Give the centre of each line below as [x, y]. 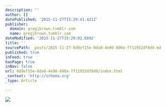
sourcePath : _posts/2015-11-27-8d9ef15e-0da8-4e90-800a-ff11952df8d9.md [83, 48]
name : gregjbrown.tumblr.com [40, 33]
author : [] [17, 15]
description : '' [22, 10]
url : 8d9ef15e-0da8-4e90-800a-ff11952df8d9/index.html [64, 72]
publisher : [17, 24]
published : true [22, 52]
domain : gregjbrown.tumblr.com [43, 29]
